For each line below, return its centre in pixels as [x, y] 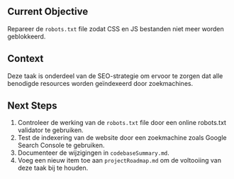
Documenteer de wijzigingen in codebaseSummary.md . [93, 153]
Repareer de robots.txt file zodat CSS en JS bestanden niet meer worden [116, 28]
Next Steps [32, 106]
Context [26, 59]
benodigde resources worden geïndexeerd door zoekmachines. [100, 83]
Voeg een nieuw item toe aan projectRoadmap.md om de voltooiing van [119, 161]
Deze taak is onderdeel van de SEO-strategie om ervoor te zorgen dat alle [115, 76]
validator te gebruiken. [50, 130]
